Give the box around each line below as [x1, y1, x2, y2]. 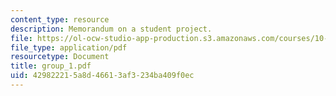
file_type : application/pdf [10, 42, 128, 53]
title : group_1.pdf [10, 61, 92, 71]
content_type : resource [10, 14, 110, 25]
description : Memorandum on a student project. [10, 24, 213, 34]
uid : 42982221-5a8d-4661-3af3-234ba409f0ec [10, 71, 195, 81]
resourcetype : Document [10, 52, 110, 62]
